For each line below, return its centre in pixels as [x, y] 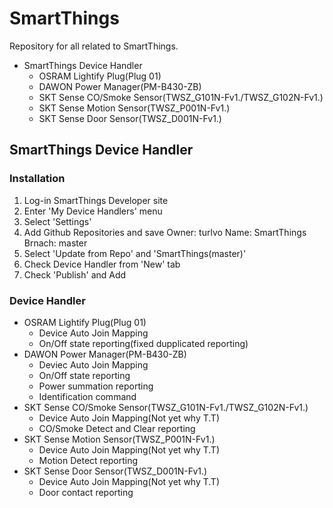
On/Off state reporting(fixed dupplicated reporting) [143, 343]
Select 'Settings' [57, 221]
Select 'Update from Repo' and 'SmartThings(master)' [135, 253]
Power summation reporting [96, 386]
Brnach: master [55, 243]
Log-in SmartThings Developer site [96, 200]
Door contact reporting [86, 492]
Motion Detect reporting [88, 460]
